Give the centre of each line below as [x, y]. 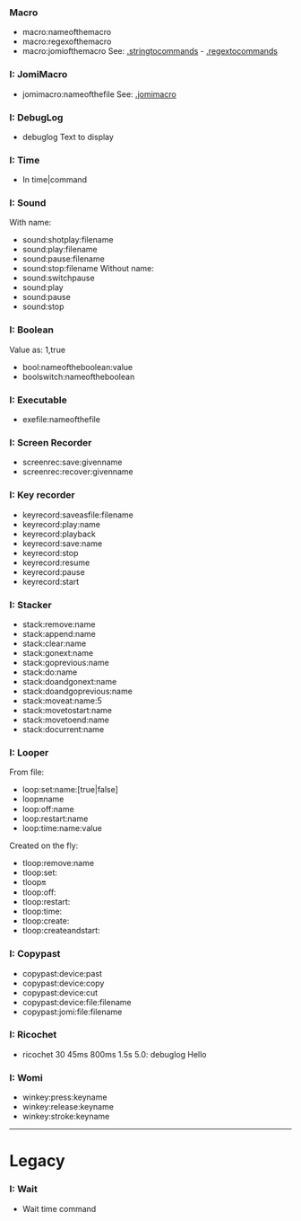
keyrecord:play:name [61, 524]
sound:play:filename [60, 250]
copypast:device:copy [63, 983]
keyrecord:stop [50, 553]
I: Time [25, 160]
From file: [27, 772]
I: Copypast [35, 954]
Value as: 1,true [37, 349]
